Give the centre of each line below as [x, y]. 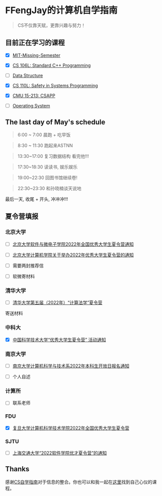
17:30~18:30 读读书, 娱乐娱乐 [48, 167]
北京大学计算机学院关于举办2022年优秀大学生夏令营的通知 [73, 255]
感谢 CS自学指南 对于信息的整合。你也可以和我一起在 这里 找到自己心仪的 [79, 482]
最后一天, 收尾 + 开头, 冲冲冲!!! [37, 199]
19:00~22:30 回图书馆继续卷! [48, 178]
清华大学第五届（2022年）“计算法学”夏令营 [57, 303]
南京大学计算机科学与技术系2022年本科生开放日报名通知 [71, 366]
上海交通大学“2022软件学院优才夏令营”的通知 [60, 453]
